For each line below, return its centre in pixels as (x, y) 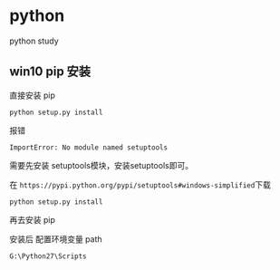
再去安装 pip (33, 219)
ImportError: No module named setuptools (89, 147)
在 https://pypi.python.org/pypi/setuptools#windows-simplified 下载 (140, 184)
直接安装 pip (33, 95)
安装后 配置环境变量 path (56, 239)
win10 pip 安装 (50, 72)
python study (34, 41)
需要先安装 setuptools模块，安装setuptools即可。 (101, 165)
